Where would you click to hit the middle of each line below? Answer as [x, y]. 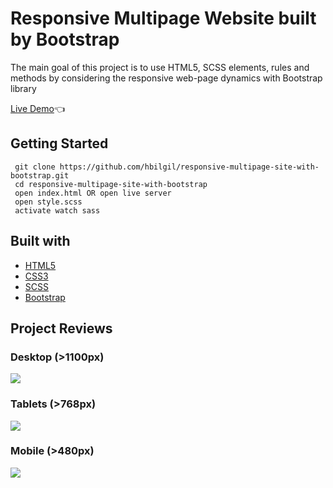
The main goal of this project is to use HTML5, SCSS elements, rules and [160, 67]
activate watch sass [57, 210]
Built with [40, 241]
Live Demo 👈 [38, 108]
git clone [35, 167]
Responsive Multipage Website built [163, 18]
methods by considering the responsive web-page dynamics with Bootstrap [166, 78]
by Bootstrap [65, 39]
